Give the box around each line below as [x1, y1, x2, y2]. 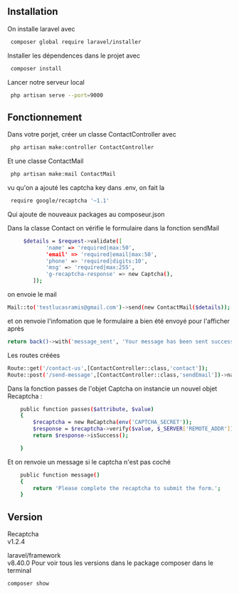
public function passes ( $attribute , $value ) [20, 405, 154, 413]
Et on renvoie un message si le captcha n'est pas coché [7, 457, 171, 466]
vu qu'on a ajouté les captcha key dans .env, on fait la [7, 184, 165, 191]
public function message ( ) [20, 471, 100, 479]
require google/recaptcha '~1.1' [10, 197, 110, 204]
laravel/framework [7, 551, 61, 560]
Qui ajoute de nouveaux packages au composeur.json [7, 210, 165, 218]
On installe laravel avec [7, 24, 76, 33]
